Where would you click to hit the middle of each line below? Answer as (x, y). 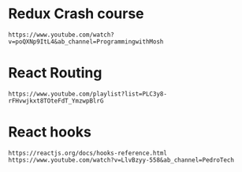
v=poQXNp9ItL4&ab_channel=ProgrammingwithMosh (86, 41)
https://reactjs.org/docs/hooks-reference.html (88, 153)
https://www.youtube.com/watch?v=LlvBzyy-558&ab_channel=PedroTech (121, 160)
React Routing (55, 73)
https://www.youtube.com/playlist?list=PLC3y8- (88, 94)
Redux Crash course (76, 14)
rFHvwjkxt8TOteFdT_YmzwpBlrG (56, 101)
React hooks (50, 132)
